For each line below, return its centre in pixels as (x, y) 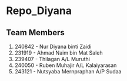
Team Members (35, 33)
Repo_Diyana (39, 11)
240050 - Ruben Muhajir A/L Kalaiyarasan (66, 65)
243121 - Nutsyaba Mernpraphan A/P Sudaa (68, 71)
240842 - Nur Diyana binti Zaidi (53, 46)
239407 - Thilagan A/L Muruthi (52, 59)
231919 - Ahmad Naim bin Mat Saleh (59, 53)
